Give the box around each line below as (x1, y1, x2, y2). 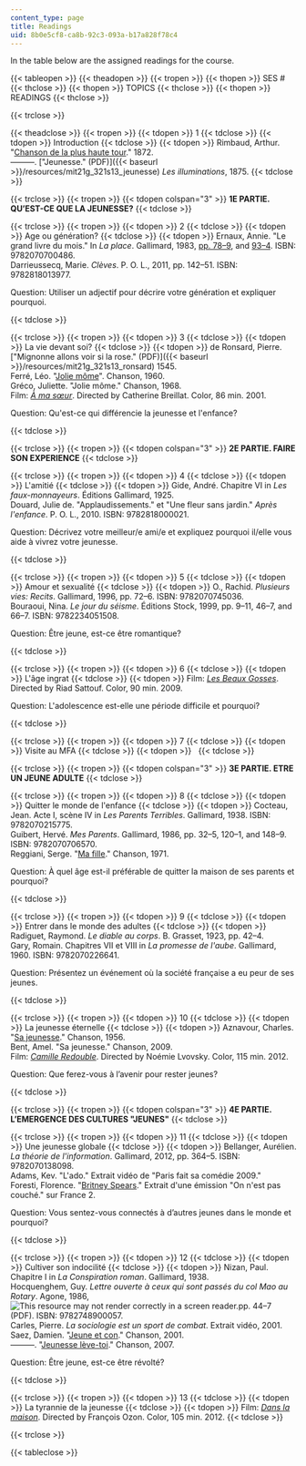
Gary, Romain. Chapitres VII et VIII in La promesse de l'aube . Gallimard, (10, 940, 277, 951)
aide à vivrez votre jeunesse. (10, 537, 118, 548)
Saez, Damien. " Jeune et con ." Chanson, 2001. (10, 1329, 185, 1340)
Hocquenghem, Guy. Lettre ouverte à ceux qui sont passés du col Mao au (10, 1281, 289, 1292)
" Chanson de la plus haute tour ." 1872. (10, 147, 154, 158)
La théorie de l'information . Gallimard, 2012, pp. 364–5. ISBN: (10, 1151, 240, 1162)
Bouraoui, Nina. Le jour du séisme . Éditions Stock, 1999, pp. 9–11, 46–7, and (10, 600, 292, 611)
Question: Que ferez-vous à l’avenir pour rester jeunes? (10, 1069, 218, 1080)
